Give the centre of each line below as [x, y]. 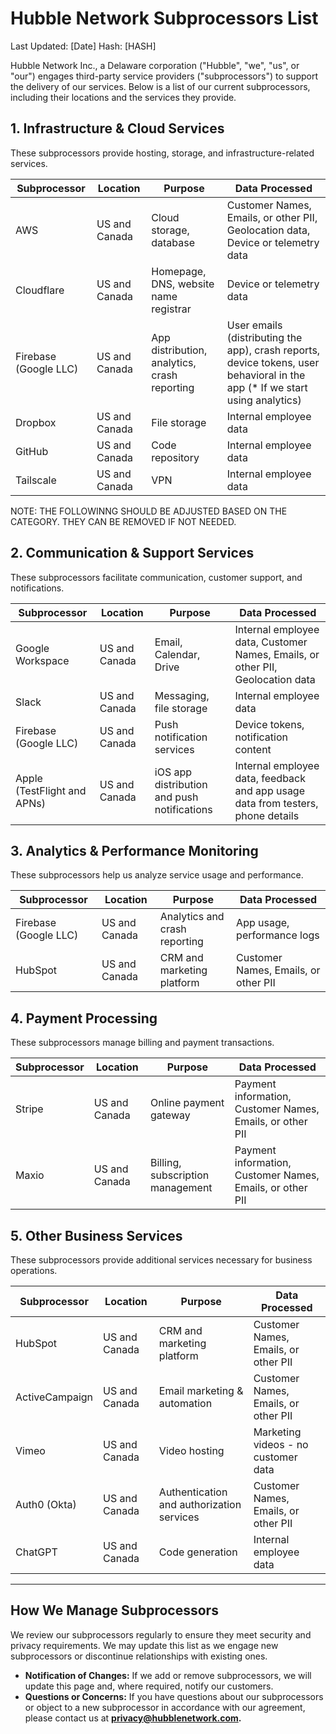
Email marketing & [201, 1390]
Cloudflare [40, 290]
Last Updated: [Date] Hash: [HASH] [83, 46]
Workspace [42, 660]
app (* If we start [267, 387]
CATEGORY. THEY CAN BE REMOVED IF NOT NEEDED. [123, 521]
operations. [34, 1270]
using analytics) [264, 400]
